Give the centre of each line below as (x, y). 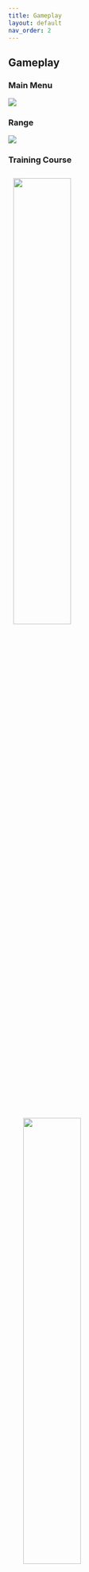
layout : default (35, 23)
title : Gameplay (35, 15)
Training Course (40, 160)
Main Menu (31, 85)
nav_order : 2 (30, 30)
